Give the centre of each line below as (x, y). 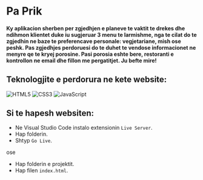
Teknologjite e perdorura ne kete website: (87, 80)
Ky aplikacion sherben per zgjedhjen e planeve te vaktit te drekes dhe (96, 28)
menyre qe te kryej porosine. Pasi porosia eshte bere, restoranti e (90, 54)
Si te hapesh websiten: (50, 113)
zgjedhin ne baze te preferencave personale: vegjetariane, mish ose (94, 41)
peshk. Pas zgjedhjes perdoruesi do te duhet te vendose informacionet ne (101, 47)
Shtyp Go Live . (34, 141)
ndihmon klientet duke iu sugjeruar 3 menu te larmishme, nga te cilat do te (101, 35)
